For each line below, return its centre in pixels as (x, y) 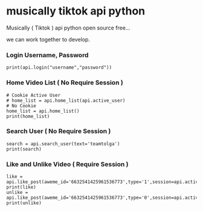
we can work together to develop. (48, 39)
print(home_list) (28, 116)
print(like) (21, 187)
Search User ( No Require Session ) (59, 131)
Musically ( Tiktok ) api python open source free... (68, 28)
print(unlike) (24, 203)
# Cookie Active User (34, 95)
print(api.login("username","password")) (59, 67)
